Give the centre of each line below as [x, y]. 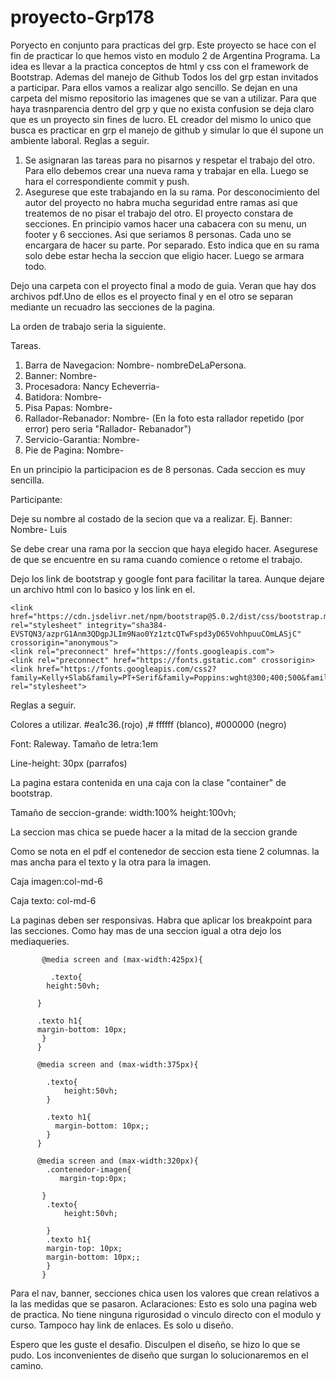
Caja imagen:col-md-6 [57, 881]
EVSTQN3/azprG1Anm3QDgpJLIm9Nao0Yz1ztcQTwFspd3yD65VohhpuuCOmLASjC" [156, 634]
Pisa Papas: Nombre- [68, 407]
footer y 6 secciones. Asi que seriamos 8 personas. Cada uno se [158, 234]
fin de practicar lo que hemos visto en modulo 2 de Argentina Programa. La [165, 55]
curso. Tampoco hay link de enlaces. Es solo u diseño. [122, 1325]
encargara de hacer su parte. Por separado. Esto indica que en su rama [172, 245]
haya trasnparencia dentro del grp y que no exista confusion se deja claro [162, 108]
